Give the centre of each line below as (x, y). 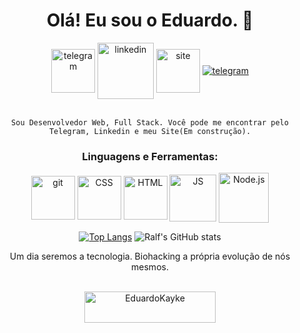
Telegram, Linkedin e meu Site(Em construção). (150, 131)
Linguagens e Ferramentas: (150, 156)
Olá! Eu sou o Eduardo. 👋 (150, 20)
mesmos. (150, 267)
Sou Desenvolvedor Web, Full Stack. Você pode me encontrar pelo (150, 122)
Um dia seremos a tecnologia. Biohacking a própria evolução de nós (150, 256)
